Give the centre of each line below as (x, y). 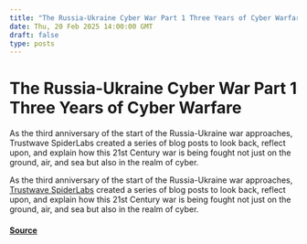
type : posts (32, 43)
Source (24, 230)
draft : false (34, 35)
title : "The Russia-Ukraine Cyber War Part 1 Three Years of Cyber (141, 18)
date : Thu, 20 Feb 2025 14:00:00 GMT (81, 27)
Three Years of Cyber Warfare (126, 108)
